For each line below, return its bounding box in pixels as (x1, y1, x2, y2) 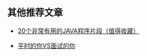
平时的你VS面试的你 (17, 41, 76, 50)
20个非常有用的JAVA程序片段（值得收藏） (17, 27, 139, 35)
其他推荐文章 (7, 6, 63, 19)
